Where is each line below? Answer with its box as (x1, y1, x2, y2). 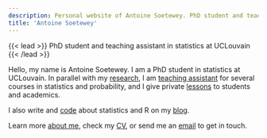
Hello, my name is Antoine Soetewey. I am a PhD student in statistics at (8, 64, 241, 74)
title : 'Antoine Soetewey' (8, 19, 98, 27)
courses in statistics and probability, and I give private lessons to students (8, 81, 250, 91)
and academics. (8, 90, 61, 99)
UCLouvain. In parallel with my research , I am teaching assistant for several (8, 73, 255, 82)
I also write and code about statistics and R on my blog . (8, 105, 190, 115)
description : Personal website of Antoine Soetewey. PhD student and (8, 11, 244, 20)
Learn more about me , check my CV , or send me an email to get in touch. (8, 121, 248, 130)
